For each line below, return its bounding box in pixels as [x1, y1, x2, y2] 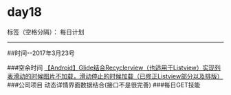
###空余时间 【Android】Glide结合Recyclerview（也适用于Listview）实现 [7, 63, 215, 72]
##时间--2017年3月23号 [7, 49, 75, 57]
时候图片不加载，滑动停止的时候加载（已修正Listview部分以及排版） [30, 72, 223, 80]
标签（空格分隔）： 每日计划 [7, 28, 85, 36]
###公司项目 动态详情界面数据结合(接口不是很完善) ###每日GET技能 [7, 81, 201, 89]
